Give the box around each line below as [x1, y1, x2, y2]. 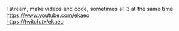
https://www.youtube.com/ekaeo [6, 12, 90, 19]
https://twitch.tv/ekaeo [6, 18, 64, 25]
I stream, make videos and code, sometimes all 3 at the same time [6, 5, 173, 12]
